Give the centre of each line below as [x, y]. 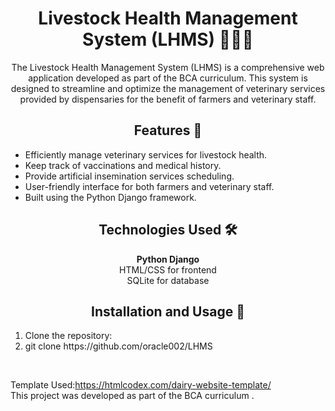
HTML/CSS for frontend [168, 269]
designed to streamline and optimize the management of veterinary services [168, 88]
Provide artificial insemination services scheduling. [129, 176]
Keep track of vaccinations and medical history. [123, 165]
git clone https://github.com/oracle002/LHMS [118, 346]
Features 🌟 [168, 130]
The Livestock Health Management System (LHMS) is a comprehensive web [168, 67]
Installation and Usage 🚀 [168, 311]
